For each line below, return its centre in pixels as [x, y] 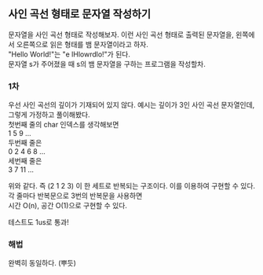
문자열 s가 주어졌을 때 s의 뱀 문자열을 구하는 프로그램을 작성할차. [107, 64]
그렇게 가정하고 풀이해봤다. [49, 115]
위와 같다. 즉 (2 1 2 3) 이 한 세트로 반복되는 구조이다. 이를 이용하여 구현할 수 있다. [132, 186]
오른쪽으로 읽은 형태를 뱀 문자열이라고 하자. [82, 44]
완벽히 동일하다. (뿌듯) [42, 263]
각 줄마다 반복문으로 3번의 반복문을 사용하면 [75, 196]
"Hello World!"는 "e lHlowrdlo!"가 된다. [69, 54]
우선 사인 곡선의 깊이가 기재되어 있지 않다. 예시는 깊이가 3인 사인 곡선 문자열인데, [131, 105]
